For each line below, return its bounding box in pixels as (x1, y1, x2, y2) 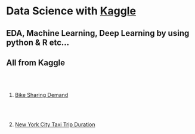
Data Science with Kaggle (6, 4, 136, 18)
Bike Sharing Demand (14, 92, 69, 99)
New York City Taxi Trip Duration (14, 121, 95, 128)
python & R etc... (6, 37, 70, 47)
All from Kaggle (6, 57, 66, 68)
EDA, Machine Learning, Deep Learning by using (6, 28, 190, 38)
